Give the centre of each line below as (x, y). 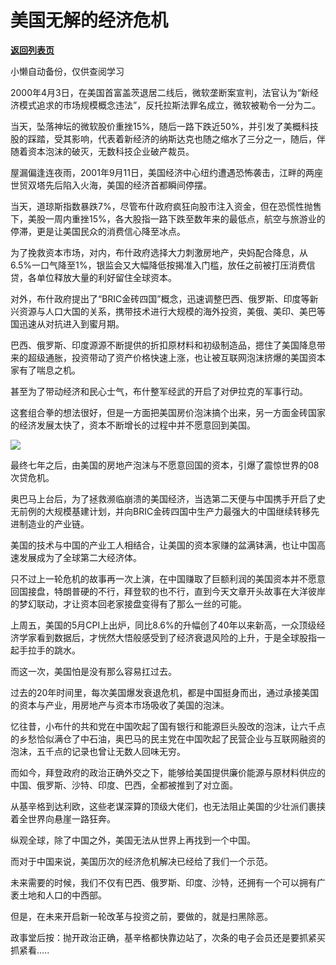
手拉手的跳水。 (49, 650)
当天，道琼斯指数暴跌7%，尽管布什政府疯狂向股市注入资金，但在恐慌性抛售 (166, 206)
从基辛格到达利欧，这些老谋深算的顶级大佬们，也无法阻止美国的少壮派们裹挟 (168, 806)
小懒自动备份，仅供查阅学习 (67, 71)
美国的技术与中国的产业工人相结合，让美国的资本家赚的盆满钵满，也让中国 (163, 545)
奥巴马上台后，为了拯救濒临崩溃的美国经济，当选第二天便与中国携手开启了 (163, 498)
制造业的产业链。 (54, 523)
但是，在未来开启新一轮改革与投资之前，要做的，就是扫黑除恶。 (141, 916)
